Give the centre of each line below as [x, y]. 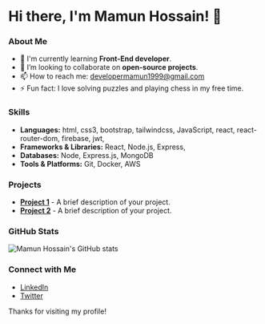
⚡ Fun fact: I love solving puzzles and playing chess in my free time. [132, 88]
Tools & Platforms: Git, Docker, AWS [80, 164]
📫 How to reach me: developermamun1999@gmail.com [112, 76]
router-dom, [40, 138]
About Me [28, 42]
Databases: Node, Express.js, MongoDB [86, 155]
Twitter [32, 295]
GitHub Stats [34, 231]
